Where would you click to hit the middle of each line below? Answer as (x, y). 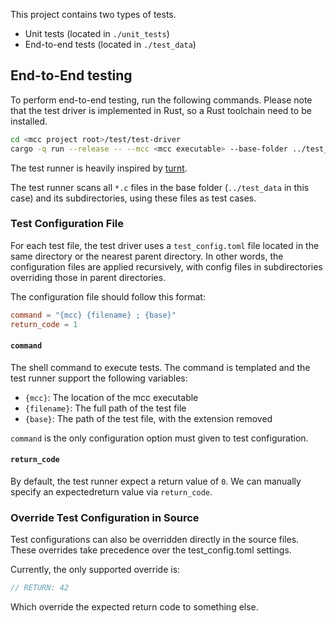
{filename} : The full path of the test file (105, 408)
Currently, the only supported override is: (95, 570)
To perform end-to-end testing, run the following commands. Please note (161, 100)
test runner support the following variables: (99, 378)
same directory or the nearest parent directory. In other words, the (147, 256)
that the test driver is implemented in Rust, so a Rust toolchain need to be (161, 110)
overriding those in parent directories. (88, 277)
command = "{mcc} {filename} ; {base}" (93, 315)
